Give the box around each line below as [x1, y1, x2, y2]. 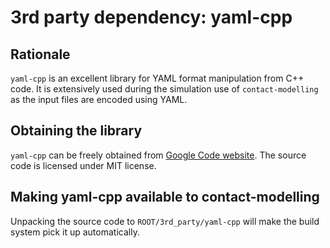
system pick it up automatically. [10, 226, 140, 238]
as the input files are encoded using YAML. [10, 94, 188, 105]
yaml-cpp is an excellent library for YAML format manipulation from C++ [10, 72, 305, 84]
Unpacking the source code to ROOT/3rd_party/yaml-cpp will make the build [10, 215, 320, 227]
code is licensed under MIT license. [10, 159, 157, 171]
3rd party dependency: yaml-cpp [10, 6, 293, 29]
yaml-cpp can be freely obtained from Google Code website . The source [10, 149, 307, 161]
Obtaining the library [10, 122, 143, 140]
